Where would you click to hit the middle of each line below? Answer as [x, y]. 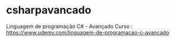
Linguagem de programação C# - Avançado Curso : [69, 26]
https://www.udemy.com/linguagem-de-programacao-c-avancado [88, 32]
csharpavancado [49, 10]
